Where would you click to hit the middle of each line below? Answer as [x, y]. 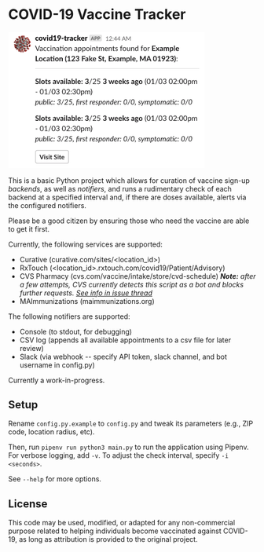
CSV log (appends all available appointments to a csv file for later [125, 340]
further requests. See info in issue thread [86, 293]
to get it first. [29, 228]
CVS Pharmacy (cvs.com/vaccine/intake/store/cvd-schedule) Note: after [137, 276]
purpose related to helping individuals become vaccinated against [115, 531]
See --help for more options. [55, 479]
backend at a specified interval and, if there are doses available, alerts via [127, 197]
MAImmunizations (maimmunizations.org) [87, 301]
